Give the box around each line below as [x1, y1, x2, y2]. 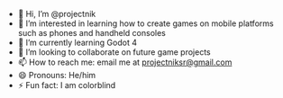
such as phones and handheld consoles [17, 28, 167, 38]
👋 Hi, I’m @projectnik [17, 9, 96, 19]
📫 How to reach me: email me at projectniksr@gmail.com [17, 57, 233, 67]
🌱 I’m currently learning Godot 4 [17, 37, 138, 48]
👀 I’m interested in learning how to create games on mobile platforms [17, 18, 274, 29]
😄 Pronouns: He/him [17, 70, 96, 80]
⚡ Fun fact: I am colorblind [17, 80, 116, 90]
